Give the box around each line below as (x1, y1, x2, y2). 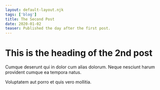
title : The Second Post (5, 16, 55, 21)
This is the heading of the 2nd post (5, 47, 152, 59)
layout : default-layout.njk (5, 7, 64, 12)
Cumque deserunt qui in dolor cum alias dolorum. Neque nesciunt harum (5, 64, 155, 70)
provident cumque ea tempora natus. (5, 69, 81, 75)
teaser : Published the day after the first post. (5, 26, 111, 31)
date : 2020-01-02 (5, 21, 41, 26)
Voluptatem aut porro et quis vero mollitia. (5, 79, 91, 85)
